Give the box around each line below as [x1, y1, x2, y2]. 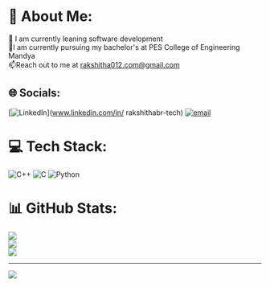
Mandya [8, 51, 36, 60]
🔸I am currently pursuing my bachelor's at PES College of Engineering [8, 42, 240, 51]
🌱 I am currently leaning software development [8, 34, 163, 43]
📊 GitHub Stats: [8, 199, 118, 217]
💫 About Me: [8, 7, 93, 26]
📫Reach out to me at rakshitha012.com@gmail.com [8, 59, 181, 69]
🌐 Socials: [8, 86, 61, 100]
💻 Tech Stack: [8, 137, 108, 155]
